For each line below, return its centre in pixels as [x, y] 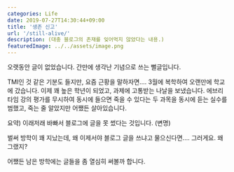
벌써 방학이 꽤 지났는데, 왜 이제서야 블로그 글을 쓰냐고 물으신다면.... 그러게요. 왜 [115, 138]
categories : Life [33, 14]
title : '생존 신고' [33, 27]
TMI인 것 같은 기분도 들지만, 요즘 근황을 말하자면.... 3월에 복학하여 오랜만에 [110, 82]
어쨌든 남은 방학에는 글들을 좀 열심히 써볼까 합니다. [76, 161]
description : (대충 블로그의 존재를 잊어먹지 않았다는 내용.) [86, 40]
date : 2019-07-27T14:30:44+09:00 [56, 20]
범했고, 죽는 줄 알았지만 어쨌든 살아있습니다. [67, 108]
